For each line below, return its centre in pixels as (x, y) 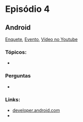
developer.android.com (36, 110)
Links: (13, 99)
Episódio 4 (28, 9)
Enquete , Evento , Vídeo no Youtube (41, 39)
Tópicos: (16, 52)
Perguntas (18, 76)
